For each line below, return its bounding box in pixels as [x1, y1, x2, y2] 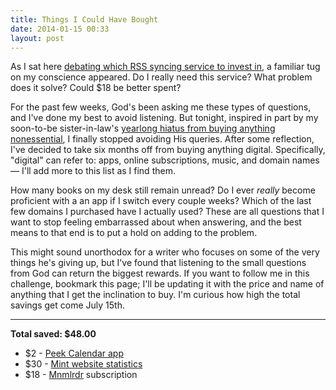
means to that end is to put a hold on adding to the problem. [10, 227, 258, 239]
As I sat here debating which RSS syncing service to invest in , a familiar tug [10, 61, 321, 73]
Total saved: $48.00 [10, 328, 97, 340]
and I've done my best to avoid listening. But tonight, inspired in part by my [10, 112, 319, 124]
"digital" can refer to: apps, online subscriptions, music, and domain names [10, 154, 320, 166]
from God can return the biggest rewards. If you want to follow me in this [10, 267, 310, 280]
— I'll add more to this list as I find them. [10, 165, 176, 177]
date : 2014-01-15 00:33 [10, 24, 110, 34]
